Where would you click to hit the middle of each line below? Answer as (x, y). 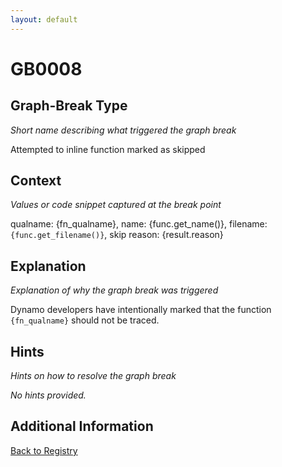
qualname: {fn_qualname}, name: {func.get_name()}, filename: (139, 224)
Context (36, 181)
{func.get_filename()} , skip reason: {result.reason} (117, 235)
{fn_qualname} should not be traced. (85, 320)
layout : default (44, 19)
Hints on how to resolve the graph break (93, 376)
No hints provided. (48, 395)
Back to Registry (44, 450)
